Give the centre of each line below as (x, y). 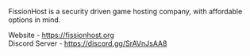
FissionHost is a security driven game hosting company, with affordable (125, 11)
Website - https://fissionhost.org (62, 35)
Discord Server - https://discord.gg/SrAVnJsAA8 (88, 43)
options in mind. (35, 20)
